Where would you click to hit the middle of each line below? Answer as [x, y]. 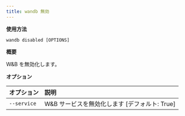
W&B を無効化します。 [33, 64]
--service [23, 103]
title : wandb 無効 [28, 11]
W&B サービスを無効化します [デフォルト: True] [110, 104]
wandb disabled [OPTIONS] [38, 40]
